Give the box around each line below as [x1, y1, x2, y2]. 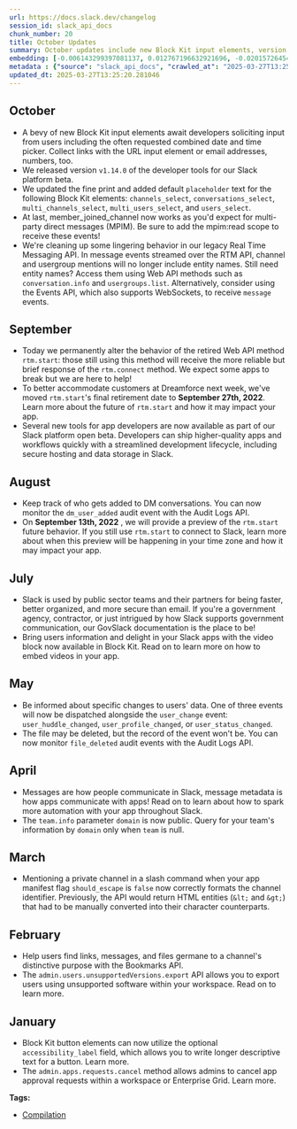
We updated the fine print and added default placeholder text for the [21, 183, 272, 194]
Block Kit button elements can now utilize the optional [21, 1038, 218, 1048]
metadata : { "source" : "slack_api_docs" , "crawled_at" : [9, 63, 219, 72]
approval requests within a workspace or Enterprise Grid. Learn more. [21, 1075, 277, 1086]
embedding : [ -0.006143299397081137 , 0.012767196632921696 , [9, 54, 232, 63]
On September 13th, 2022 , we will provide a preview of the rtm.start [21, 517, 278, 528]
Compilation [21, 1110, 66, 1120]
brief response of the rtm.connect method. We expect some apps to [21, 364, 270, 375]
